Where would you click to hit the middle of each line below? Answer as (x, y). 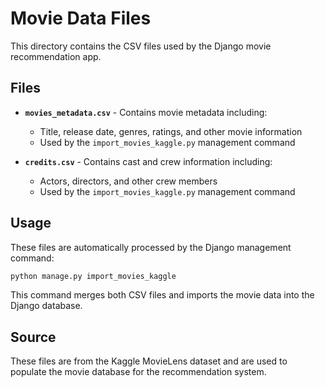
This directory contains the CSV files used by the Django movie (141, 46)
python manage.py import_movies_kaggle (93, 276)
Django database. (46, 306)
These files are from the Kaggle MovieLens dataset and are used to (149, 361)
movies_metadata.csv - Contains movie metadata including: (146, 112)
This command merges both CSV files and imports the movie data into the (162, 295)
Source (33, 337)
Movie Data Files (81, 18)
